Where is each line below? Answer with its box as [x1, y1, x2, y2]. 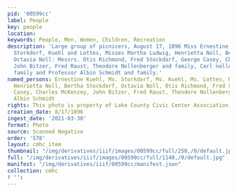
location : [7, 30, 37, 37]
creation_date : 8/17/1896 [7, 108, 83, 115]
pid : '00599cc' [7, 10, 52, 18]
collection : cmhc [7, 167, 59, 174]
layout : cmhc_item [7, 141, 61, 148]
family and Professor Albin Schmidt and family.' [13, 69, 162, 76]
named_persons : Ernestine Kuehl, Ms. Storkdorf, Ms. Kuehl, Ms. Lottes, [7, 75, 226, 83]
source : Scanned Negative [7, 128, 83, 135]
